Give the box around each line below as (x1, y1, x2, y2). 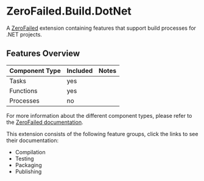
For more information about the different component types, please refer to (6, 112, 192, 119)
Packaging (15, 161, 42, 168)
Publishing (15, 168, 42, 175)
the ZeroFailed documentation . (6, 118, 83, 126)
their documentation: (6, 137, 59, 144)
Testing (15, 155, 35, 162)
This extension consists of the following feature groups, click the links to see (6, 130, 199, 137)
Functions (9, 86, 38, 95)
